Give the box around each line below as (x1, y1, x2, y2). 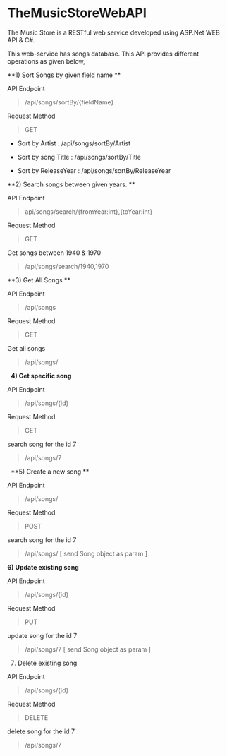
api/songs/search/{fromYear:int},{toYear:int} (24, 207, 153, 216)
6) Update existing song (7, 563, 79, 571)
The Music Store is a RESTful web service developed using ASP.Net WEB (7, 28, 220, 37)
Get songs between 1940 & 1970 (7, 248, 102, 257)
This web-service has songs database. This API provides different (7, 49, 200, 58)
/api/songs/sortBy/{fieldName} (24, 97, 114, 107)
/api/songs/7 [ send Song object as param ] (24, 644, 152, 654)
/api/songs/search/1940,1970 (24, 262, 109, 270)
